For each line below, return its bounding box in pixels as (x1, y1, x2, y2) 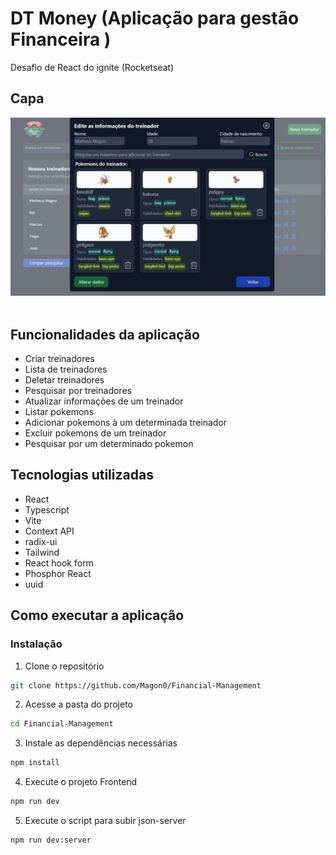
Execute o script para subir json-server (24, 815, 187, 827)
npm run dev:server (10, 835, 92, 846)
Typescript (24, 503, 70, 516)
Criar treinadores (24, 353, 95, 365)
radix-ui (24, 535, 58, 547)
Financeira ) (10, 28, 112, 51)
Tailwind (24, 546, 60, 558)
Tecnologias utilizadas (10, 467, 154, 484)
